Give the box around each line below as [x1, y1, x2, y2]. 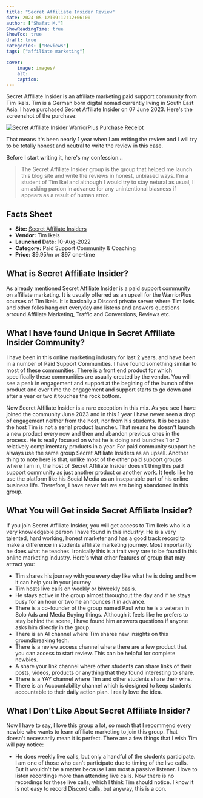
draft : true [6, 37, 36, 43]
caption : [17, 76, 39, 83]
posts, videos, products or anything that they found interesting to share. [15, 669, 195, 676]
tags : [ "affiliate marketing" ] [6, 49, 85, 55]
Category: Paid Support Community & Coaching [15, 245, 136, 252]
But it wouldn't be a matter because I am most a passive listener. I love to [15, 766, 198, 773]
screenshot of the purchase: [6, 112, 77, 120]
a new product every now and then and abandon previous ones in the [6, 430, 180, 437]
